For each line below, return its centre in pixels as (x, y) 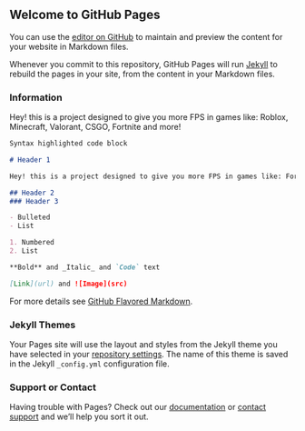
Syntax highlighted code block (69, 144)
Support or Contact (53, 387)
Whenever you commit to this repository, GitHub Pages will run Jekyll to (144, 64)
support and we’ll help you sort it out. (79, 416)
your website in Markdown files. (69, 46)
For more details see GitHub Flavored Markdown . (101, 301)
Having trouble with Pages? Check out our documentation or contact (138, 407)
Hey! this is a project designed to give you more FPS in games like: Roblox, (149, 117)
